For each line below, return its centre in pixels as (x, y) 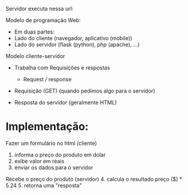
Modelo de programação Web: (43, 20)
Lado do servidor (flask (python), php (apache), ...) (77, 45)
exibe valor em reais (39, 161)
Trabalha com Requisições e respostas (62, 68)
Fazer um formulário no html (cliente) (51, 143)
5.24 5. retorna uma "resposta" (44, 185)
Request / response (47, 79)
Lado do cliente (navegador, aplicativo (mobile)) (73, 38)
